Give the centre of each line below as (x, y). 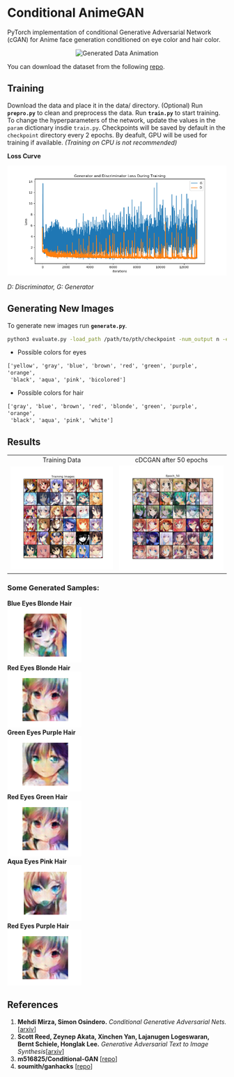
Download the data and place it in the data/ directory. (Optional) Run (105, 105)
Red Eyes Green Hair (38, 797)
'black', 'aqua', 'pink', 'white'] (62, 421)
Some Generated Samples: (53, 588)
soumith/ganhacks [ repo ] (55, 1066)
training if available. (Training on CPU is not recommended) (92, 142)
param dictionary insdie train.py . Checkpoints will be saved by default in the (116, 128)
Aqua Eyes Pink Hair (37, 861)
